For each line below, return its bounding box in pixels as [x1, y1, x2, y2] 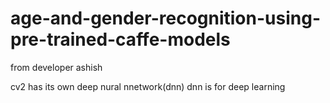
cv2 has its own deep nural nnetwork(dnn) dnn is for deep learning [10, 80, 286, 92]
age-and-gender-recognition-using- [10, 7, 321, 30]
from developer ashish [10, 61, 103, 73]
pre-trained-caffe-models [10, 28, 231, 51]
